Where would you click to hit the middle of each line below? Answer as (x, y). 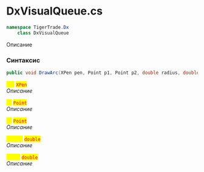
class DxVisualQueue (43, 33)
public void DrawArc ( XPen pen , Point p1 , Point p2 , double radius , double (103, 73)
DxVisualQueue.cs (55, 11)
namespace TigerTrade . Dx (38, 27)
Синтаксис (23, 60)
